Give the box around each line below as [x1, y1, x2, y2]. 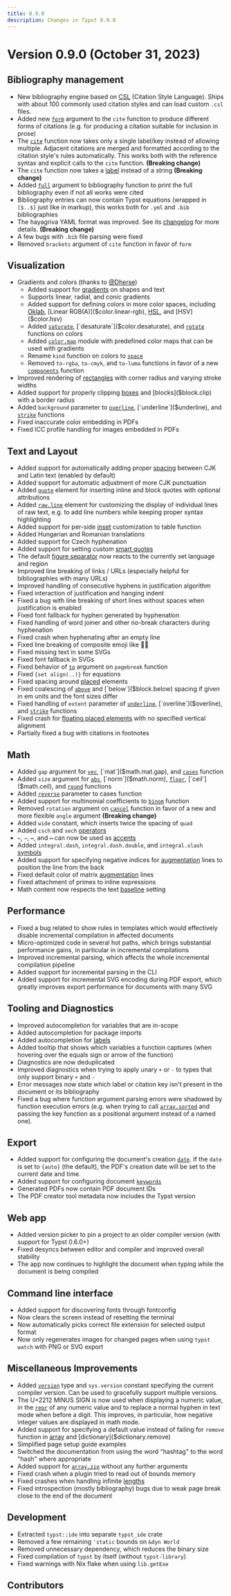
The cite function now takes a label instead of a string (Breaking [17, 166, 203, 174]
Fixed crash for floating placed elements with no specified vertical [17, 714, 206, 723]
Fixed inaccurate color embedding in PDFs [17, 418, 139, 426]
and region [17, 559, 48, 568]
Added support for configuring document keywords [17, 1177, 162, 1186]
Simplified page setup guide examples [17, 1439, 127, 1448]
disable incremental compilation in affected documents [17, 931, 174, 939]
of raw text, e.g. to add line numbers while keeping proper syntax [17, 508, 204, 516]
